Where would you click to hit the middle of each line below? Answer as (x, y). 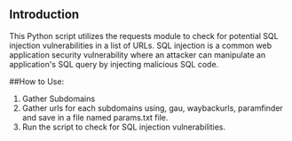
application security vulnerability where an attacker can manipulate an (138, 55)
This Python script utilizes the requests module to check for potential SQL (144, 35)
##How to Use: (37, 81)
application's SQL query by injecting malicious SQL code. (114, 64)
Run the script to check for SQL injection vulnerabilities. (124, 127)
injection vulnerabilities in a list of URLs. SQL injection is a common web (141, 45)
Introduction (44, 15)
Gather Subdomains (59, 98)
